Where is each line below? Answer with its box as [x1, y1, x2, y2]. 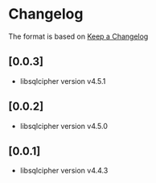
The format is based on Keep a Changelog [8, 31, 149, 41]
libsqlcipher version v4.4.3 [19, 166, 109, 176]
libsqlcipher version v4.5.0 [19, 121, 109, 131]
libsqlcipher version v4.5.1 [19, 76, 106, 85]
